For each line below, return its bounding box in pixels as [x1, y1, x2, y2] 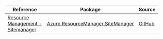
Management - [7, 20, 42, 27]
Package [80, 6, 101, 13]
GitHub [138, 20, 155, 27]
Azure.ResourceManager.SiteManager [47, 20, 134, 27]
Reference [12, 6, 37, 13]
